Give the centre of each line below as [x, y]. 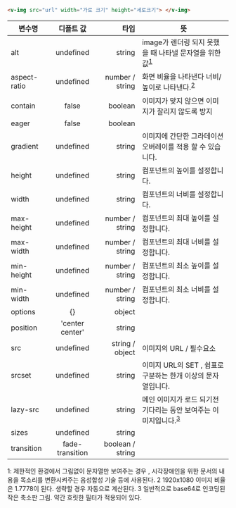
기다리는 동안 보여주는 [176, 410]
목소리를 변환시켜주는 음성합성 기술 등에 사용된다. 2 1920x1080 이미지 [116, 480]
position [24, 328]
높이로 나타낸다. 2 [168, 87]
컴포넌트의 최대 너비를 [176, 242]
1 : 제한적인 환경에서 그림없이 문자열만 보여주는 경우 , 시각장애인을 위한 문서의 [112, 471]
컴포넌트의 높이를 [169, 171]
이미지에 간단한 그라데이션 [183, 136]
